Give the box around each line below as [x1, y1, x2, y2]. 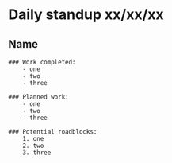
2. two [22, 142, 44, 149]
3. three [22, 149, 52, 157]
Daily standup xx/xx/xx [8, 6, 164, 24]
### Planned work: [8, 93, 69, 101]
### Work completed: [8, 58, 77, 66]
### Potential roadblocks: [8, 128, 97, 136]
